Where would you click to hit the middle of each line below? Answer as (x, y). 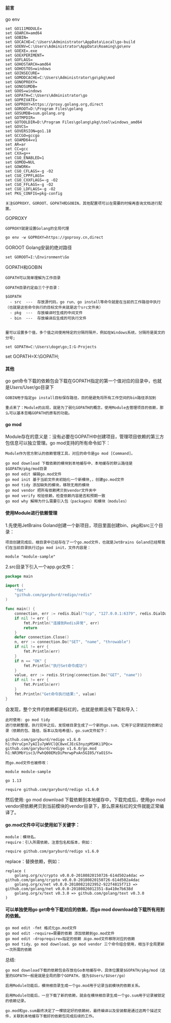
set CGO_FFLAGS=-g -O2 (29, 185)
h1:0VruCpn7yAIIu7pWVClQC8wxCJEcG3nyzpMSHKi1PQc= (59, 744)
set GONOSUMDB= (21, 87)
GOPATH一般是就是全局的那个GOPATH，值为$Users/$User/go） (70, 976)
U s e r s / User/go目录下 (32, 388)
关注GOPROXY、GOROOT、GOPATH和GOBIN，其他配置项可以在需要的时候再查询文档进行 (82, 204)
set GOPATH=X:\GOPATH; (32, 356)
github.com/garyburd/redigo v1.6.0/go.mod (51, 749)
